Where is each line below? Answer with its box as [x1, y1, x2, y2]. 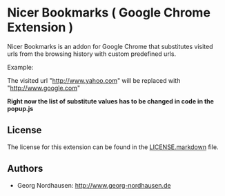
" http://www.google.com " [7, 84, 81, 92]
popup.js [7, 104, 34, 112]
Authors [7, 163, 43, 175]
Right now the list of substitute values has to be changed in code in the [7, 97, 214, 105]
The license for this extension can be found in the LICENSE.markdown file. [7, 143, 219, 151]
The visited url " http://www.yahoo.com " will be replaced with [7, 76, 181, 84]
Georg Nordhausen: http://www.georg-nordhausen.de [17, 181, 171, 189]
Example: [7, 63, 34, 71]
